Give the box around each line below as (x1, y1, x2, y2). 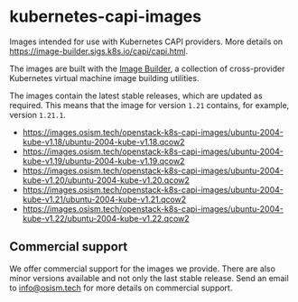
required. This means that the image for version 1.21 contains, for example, (9, 99, 290, 110)
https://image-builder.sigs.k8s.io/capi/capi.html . (9, 45, 188, 56)
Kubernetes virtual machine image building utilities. (9, 72, 200, 83)
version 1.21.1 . (9, 109, 66, 120)
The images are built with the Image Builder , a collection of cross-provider (9, 63, 285, 74)
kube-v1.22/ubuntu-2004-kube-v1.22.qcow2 (22, 213, 190, 224)
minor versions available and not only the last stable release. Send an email (9, 272, 289, 283)
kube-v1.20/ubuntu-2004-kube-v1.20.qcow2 (22, 174, 190, 186)
